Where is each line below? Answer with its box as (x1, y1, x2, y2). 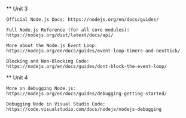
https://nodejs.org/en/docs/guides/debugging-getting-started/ (6, 91, 167, 97)
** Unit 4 (6, 74, 28, 81)
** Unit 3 (6, 5, 28, 12)
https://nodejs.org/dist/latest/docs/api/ (6, 32, 114, 38)
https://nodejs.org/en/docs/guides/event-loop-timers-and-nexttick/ (6, 48, 181, 54)
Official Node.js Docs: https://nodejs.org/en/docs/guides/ (6, 17, 160, 23)
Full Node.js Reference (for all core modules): (6, 27, 130, 33)
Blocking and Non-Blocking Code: (6, 58, 90, 64)
